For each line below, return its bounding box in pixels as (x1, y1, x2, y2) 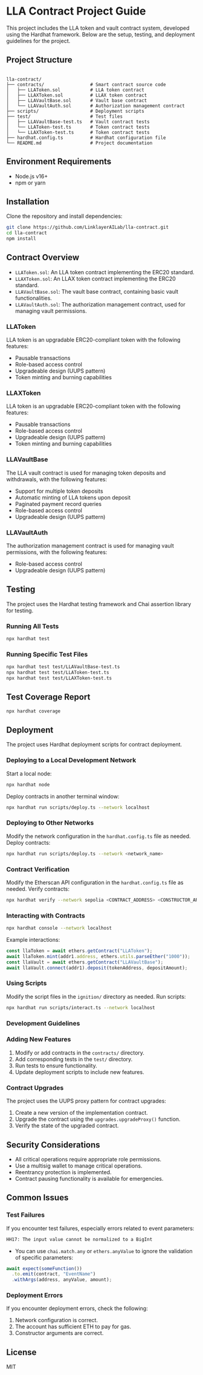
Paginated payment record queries (14, 500, 101, 507)
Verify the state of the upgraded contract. (14, 1122, 119, 1129)
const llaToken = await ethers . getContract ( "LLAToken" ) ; (6, 948, 153, 954)
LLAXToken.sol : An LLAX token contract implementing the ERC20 (14, 275, 176, 282)
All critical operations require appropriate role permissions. (14, 1155, 162, 1163)
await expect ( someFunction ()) (6, 1265, 83, 1272)
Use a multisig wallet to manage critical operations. (14, 1162, 143, 1169)
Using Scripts (6, 979, 47, 987)
